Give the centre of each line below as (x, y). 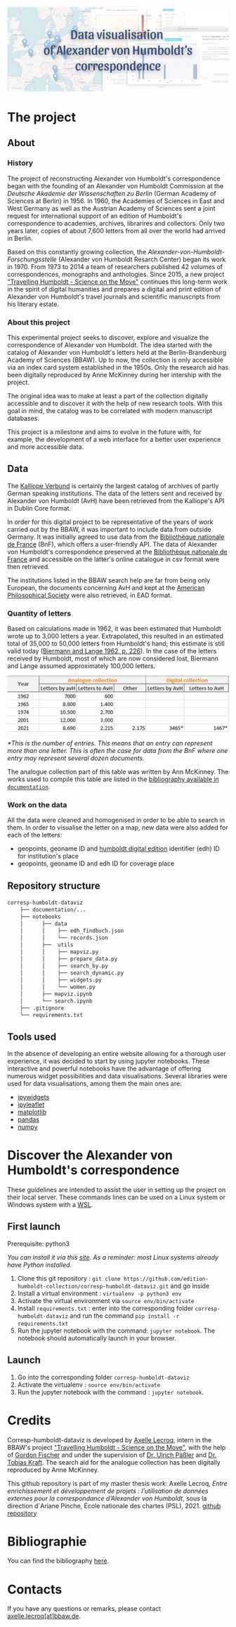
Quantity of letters (39, 613)
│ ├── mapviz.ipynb (56, 994)
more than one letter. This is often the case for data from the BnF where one (118, 751)
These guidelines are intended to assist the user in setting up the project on (117, 1189)
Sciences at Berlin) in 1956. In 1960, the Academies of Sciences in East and (116, 201)
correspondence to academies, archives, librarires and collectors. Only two (116, 223)
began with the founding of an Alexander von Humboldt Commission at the (116, 185)
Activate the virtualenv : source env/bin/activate (89, 1385)
